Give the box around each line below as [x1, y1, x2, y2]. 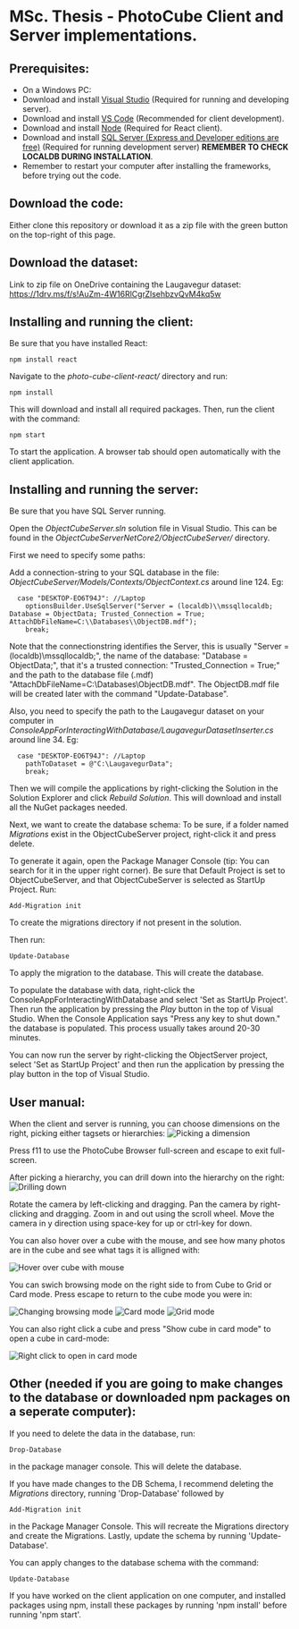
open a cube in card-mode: [9, 1333, 110, 1344]
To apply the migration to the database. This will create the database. [9, 968, 264, 979]
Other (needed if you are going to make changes [9, 1376, 284, 1392]
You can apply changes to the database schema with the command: [9, 1557, 259, 1567]
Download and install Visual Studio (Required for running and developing [21, 94, 290, 105]
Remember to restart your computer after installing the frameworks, [21, 161, 271, 171]
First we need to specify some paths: [9, 550, 145, 561]
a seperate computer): [9, 1404, 137, 1420]
